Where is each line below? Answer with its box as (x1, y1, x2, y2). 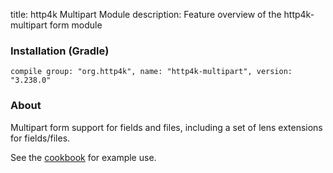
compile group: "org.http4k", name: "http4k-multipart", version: (10, 67, 293, 77)
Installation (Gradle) (10, 44, 110, 58)
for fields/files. (10, 132, 71, 144)
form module (49, 19, 103, 31)
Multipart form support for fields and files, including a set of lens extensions (10, 121, 323, 133)
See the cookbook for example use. (10, 151, 157, 163)
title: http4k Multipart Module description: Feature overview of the (10, 9, 282, 20)
